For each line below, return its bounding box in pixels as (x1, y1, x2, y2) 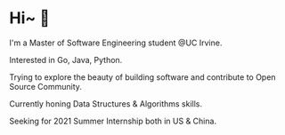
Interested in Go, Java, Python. (9, 54, 123, 65)
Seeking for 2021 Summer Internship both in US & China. (9, 115, 216, 126)
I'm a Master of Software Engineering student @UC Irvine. (9, 37, 223, 48)
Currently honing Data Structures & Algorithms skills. (9, 98, 203, 109)
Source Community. (9, 81, 83, 91)
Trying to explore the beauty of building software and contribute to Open (9, 71, 276, 83)
